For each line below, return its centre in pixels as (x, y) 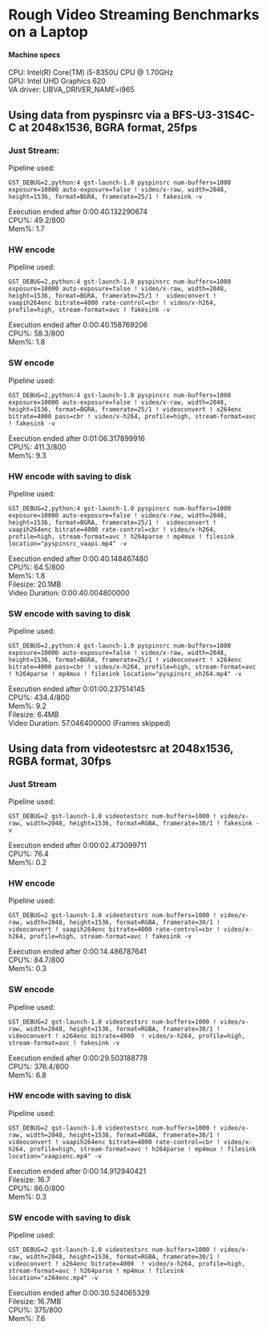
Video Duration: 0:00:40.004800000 (69, 592)
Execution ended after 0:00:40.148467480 (78, 558)
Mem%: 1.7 (27, 229)
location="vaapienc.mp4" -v (55, 1156)
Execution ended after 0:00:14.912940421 (77, 1171)
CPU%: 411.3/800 (37, 447)
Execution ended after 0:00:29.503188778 (78, 1058)
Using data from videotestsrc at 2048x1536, (121, 749)
